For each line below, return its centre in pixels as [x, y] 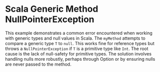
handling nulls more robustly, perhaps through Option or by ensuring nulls [80, 59]
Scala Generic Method [52, 9]
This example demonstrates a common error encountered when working [79, 33]
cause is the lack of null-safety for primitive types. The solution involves [78, 54]
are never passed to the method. [38, 64]
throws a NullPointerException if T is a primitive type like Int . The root [77, 48]
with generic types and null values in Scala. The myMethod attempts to [75, 38]
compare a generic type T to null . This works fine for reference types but [80, 43]
